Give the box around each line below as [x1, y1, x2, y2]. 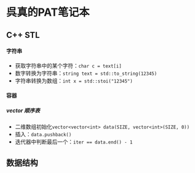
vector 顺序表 [6, 107, 40, 114]
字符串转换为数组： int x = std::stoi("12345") [14, 77, 133, 84]
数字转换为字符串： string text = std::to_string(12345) [14, 69, 158, 77]
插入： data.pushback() [14, 131, 72, 138]
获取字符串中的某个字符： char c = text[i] [14, 61, 122, 69]
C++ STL [6, 30, 40, 40]
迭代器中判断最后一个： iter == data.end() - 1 [14, 138, 133, 145]
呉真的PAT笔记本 [6, 5, 90, 19]
